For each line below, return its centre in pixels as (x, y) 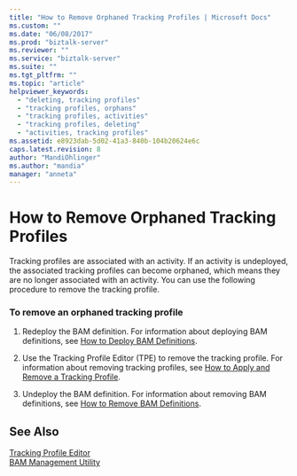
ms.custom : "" (35, 26)
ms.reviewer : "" (39, 51)
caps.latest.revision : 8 (55, 149)
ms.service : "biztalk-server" (65, 59)
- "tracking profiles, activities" (83, 116)
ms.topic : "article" (47, 83)
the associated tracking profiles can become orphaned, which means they (145, 270)
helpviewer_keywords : (49, 91)
